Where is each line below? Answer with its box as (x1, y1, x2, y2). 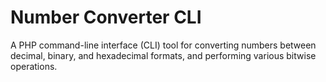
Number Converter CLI (10, 6, 202, 29)
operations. (10, 60, 58, 72)
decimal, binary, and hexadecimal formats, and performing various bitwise (10, 49, 317, 61)
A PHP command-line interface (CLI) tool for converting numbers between (10, 39, 317, 51)
